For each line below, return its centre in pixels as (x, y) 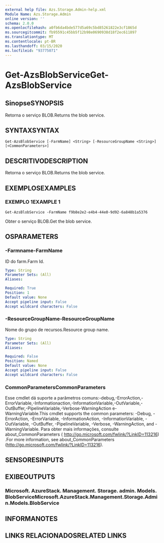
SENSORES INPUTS (35, 460)
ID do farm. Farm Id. (25, 261)
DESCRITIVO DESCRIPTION (47, 161)
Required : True (21, 288)
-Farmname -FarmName (34, 251)
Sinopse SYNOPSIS (35, 103)
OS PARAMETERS (32, 237)
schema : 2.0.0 (20, 23)
